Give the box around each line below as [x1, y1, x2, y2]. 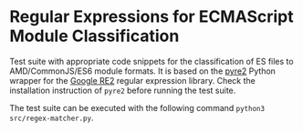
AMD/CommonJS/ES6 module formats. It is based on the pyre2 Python [9, 66, 277, 76]
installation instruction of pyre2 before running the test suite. [9, 85, 236, 96]
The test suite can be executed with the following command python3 [9, 102, 266, 113]
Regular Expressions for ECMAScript [9, 6, 294, 27]
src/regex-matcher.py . [9, 112, 94, 123]
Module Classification [9, 25, 180, 46]
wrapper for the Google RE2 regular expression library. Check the [9, 75, 256, 86]
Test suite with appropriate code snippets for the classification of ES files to [9, 56, 294, 66]
